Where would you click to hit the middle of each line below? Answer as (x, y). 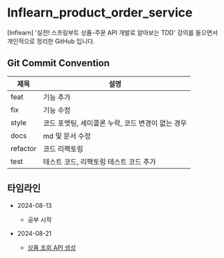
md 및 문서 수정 (67, 136)
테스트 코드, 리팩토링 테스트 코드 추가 (100, 162)
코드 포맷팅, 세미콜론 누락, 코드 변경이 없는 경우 (115, 123)
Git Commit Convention (59, 63)
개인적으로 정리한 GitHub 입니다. (51, 41)
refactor (23, 148)
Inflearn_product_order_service (100, 13)
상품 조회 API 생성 (52, 247)
